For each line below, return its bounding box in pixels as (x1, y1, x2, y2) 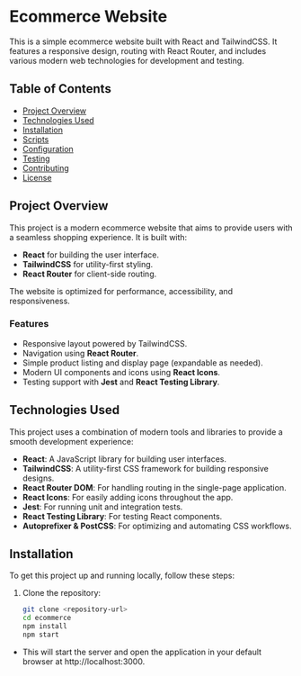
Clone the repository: (22, 588, 102, 599)
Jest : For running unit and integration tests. (22, 501, 183, 512)
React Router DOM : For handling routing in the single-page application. (22, 482, 287, 492)
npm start (22, 630, 60, 640)
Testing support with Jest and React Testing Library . (22, 376, 220, 387)
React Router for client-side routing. (22, 268, 157, 279)
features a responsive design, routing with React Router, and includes (9, 45, 267, 56)
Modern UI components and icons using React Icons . (22, 366, 221, 377)
